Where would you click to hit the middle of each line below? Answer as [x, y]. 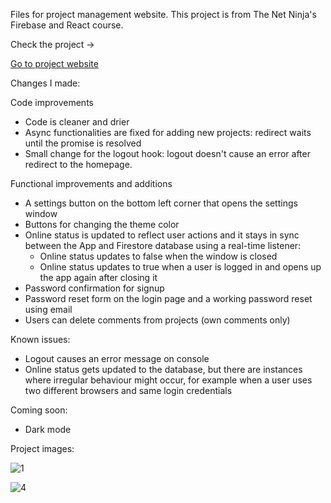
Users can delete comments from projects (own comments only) [157, 320]
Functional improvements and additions [91, 183]
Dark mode [48, 429]
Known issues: [40, 339]
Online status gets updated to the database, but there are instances [163, 369]
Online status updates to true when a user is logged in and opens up [180, 267]
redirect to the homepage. [78, 164]
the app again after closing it [98, 277]
